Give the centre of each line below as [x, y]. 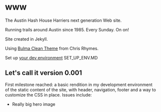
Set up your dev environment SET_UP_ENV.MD [51, 57]
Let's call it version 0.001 [44, 73]
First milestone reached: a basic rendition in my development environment [79, 84]
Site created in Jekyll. [27, 39]
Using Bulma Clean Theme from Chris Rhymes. [52, 48]
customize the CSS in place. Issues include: [48, 95]
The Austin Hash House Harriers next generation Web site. [63, 20]
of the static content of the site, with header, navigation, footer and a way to [80, 90]
